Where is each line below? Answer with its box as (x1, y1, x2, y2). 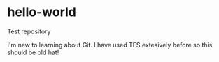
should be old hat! (7, 48, 59, 56)
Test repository (7, 27, 51, 36)
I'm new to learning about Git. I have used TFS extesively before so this (7, 40, 213, 49)
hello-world (7, 4, 77, 20)
